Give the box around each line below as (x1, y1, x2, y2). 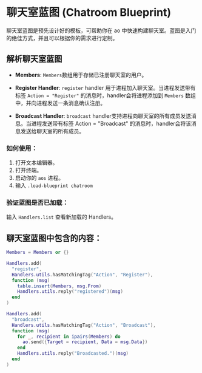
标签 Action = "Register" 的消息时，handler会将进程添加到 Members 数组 (15, 92, 196, 99)
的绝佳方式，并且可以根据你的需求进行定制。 (6, 34, 118, 41)
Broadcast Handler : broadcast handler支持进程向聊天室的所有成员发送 (15, 112, 192, 119)
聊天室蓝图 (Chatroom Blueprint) (6, 5, 172, 19)
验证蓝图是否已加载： (6, 198, 69, 207)
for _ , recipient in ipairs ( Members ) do (17, 334, 121, 340)
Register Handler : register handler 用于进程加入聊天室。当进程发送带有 (15, 84, 196, 91)
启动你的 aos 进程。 (15, 174, 64, 182)
